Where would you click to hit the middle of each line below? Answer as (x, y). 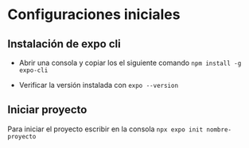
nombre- (219, 129)
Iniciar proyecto (47, 110)
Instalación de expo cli (64, 44)
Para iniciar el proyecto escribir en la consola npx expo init (105, 129)
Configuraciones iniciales (94, 15)
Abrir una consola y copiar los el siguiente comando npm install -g (130, 63)
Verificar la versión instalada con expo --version (99, 85)
